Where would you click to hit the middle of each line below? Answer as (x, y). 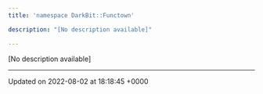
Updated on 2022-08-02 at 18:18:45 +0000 (78, 81)
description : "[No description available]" (80, 29)
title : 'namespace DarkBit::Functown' (71, 15)
